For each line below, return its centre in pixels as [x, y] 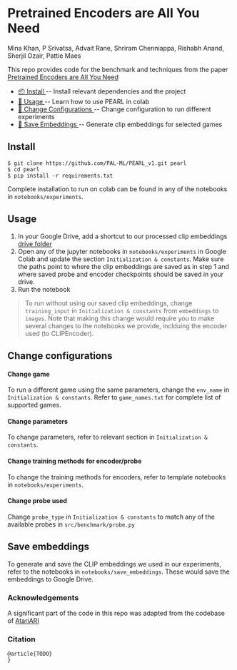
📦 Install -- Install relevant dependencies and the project [102, 91]
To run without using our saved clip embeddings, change [109, 303]
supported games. [35, 405]
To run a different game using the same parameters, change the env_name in [118, 390]
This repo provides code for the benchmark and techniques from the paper [118, 69]
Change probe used [37, 501]
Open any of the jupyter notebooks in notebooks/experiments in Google [122, 251]
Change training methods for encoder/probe [75, 461]
